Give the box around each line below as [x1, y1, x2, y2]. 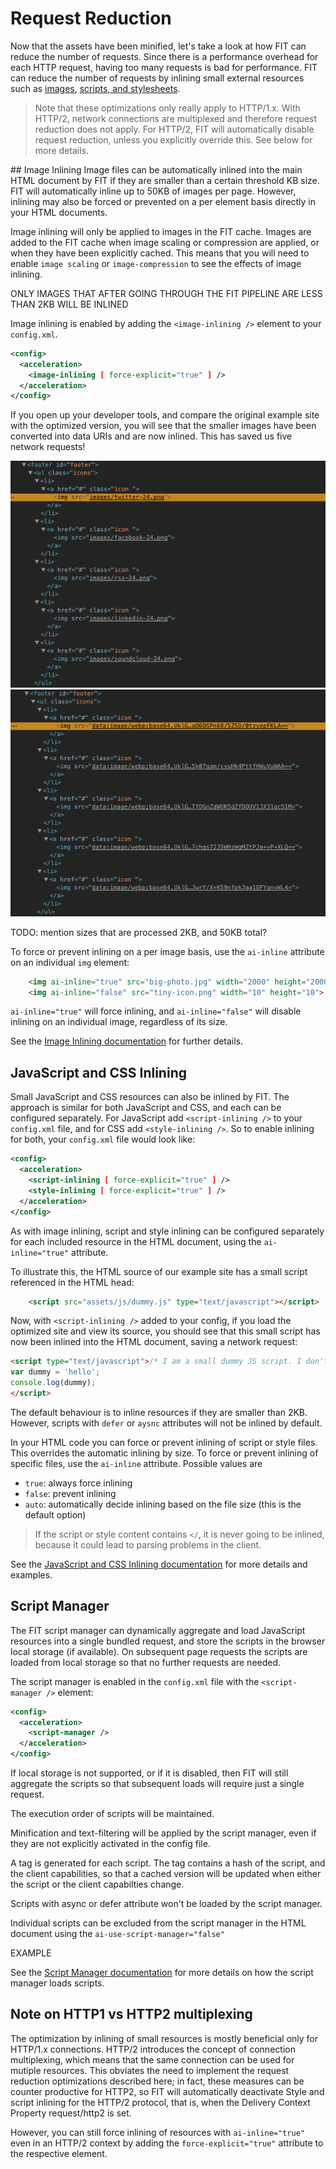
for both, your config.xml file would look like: [10, 1133, 196, 1146]
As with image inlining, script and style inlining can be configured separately [10, 1225, 325, 1237]
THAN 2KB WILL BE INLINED [10, 298, 129, 310]
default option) [24, 1508, 87, 1521]
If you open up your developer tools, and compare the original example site [10, 409, 320, 421]
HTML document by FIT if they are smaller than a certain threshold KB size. [10, 174, 320, 186]
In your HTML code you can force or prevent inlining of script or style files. [10, 1436, 318, 1448]
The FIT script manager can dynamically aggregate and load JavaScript [10, 1624, 306, 1636]
